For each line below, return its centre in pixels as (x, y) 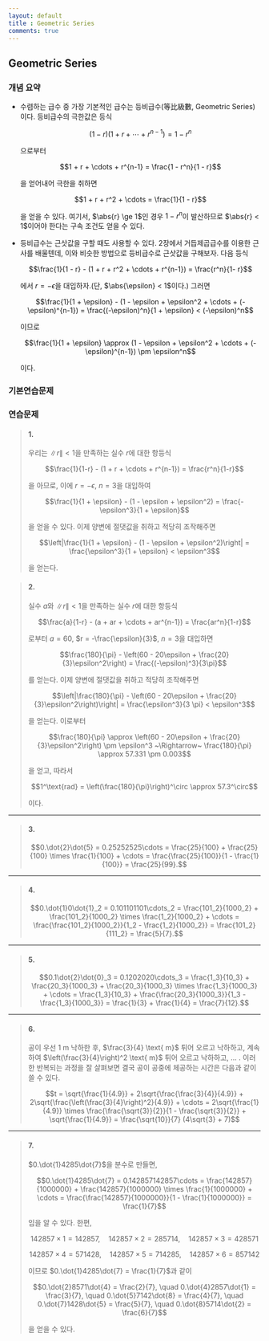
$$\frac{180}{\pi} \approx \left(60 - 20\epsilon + (128, 736)
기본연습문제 (31, 391)
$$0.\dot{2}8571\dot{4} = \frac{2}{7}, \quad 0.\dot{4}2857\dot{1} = (145, 1286)
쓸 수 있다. (44, 1078)
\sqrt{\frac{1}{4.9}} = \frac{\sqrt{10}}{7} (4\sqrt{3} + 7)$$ (145, 1119)
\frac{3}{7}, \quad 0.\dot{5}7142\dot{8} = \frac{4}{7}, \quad (145, 1295)
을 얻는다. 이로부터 (57, 720)
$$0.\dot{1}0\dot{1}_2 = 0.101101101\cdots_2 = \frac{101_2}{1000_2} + (145, 908)
